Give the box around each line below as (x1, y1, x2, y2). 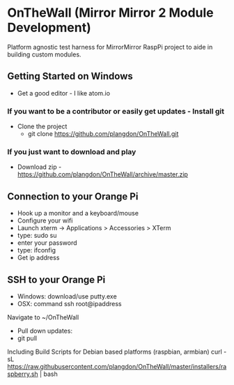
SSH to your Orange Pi (7, 273, 106, 285)
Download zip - (17, 163, 62, 172)
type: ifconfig (17, 246, 56, 255)
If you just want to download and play (7, 146, 136, 156)
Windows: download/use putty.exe (17, 292, 117, 301)
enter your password (17, 239, 78, 247)
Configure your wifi (17, 216, 73, 225)
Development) (7, 20, 92, 36)
